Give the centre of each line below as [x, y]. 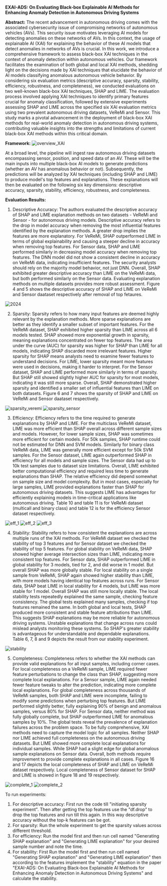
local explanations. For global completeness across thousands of [79, 690]
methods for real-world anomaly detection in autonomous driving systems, [82, 123]
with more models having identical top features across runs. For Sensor [86, 581]
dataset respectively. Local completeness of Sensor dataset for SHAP [84, 770]
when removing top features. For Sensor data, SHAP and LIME [76, 246]
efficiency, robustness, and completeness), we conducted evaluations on [80, 86]
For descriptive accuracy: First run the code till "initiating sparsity [80, 804]
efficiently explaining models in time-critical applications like [74, 497]
